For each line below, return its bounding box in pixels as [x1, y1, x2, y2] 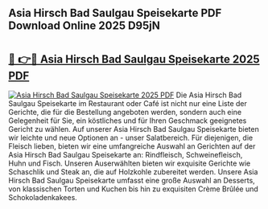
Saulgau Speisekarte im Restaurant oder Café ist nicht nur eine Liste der [8, 99, 248, 108]
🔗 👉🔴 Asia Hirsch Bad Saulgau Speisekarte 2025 [8, 52, 260, 66]
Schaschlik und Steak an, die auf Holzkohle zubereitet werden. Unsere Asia [8, 167, 258, 176]
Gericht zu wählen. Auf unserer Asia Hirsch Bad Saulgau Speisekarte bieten [8, 125, 259, 133]
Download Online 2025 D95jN [8, 19, 161, 33]
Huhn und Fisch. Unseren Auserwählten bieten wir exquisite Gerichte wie [8, 158, 251, 168]
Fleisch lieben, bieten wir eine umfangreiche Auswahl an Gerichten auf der [8, 141, 256, 151]
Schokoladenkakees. [8, 193, 78, 202]
